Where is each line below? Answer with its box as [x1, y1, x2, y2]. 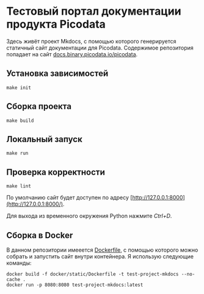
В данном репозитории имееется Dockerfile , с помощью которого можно [6, 246, 199, 254]
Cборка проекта [6, 101, 72, 111]
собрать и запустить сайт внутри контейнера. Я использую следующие [6, 253, 194, 260]
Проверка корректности [6, 167, 106, 177]
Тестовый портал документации [6, 4, 181, 18]
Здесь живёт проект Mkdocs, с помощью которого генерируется [6, 37, 177, 45]
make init [6, 85, 32, 91]
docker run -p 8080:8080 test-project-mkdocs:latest [6, 282, 144, 288]
